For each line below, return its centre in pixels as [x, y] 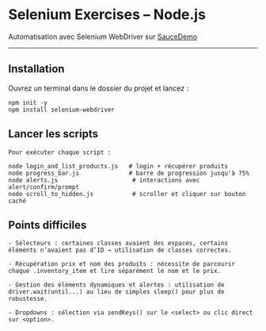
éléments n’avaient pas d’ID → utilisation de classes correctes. [120, 250]
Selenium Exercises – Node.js [107, 15]
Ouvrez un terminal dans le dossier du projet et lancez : [98, 88]
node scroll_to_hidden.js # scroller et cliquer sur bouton [127, 194]
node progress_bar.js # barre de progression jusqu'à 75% [129, 173]
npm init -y [28, 102]
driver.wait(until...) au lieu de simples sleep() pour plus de [116, 292]
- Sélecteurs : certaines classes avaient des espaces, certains [118, 244]
